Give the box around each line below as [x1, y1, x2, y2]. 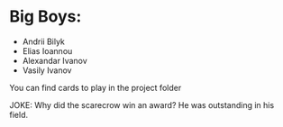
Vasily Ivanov [22, 65, 72, 76]
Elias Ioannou [22, 45, 73, 56]
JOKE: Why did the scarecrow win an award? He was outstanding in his [9, 99, 275, 110]
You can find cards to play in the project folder [9, 82, 182, 93]
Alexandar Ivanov [22, 55, 87, 66]
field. [9, 109, 29, 120]
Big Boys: [9, 6, 82, 27]
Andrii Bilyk [22, 36, 66, 47]
